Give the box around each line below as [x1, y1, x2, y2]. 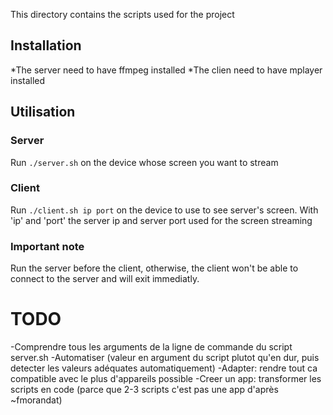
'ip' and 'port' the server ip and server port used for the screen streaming [10, 214, 313, 226]
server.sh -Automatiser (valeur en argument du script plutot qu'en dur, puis [10, 352, 320, 364]
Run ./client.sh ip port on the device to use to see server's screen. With [10, 204, 319, 216]
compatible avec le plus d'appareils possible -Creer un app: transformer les [10, 373, 322, 385]
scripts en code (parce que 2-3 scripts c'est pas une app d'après [10, 384, 279, 396]
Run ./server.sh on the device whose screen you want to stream [10, 156, 279, 168]
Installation [10, 37, 82, 54]
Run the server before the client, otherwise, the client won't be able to [10, 262, 299, 274]
